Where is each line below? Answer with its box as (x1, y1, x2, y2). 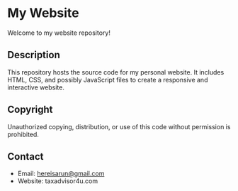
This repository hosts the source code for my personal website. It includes (7, 67, 225, 76)
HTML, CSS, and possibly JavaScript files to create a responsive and (7, 75, 208, 84)
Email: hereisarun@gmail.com (17, 169, 105, 178)
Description (7, 49, 60, 61)
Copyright (7, 104, 53, 116)
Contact (7, 151, 44, 163)
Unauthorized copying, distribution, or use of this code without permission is (7, 122, 231, 131)
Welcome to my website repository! (7, 28, 111, 37)
